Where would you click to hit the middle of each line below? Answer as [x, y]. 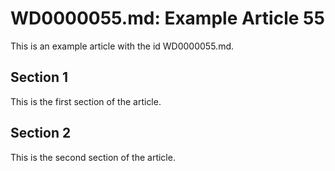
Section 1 [39, 77]
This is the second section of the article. [93, 157]
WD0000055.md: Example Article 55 [167, 18]
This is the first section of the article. [86, 101]
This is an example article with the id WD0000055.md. [122, 46]
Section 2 [41, 133]
